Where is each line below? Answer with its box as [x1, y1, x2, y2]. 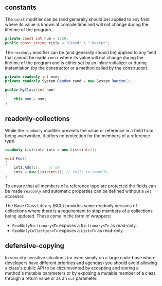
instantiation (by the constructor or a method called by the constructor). [5, 65, 149, 71]
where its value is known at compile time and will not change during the [5, 21, 148, 27]
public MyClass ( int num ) [5, 88, 55, 92]
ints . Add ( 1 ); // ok [14, 165, 60, 170]
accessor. [5, 193, 25, 199]
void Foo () [5, 156, 27, 161]
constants [5, 3, 36, 12]
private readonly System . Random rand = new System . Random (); [5, 79, 132, 84]
